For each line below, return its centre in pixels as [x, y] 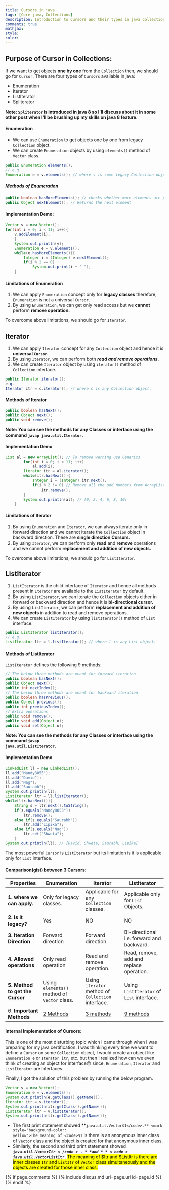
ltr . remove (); [38, 815]
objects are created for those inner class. [55, 1168]
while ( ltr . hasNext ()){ [29, 801]
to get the [20, 991]
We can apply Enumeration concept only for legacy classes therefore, [84, 294]
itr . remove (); [56, 490]
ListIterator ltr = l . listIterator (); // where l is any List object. [81, 642]
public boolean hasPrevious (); [38, 697]
